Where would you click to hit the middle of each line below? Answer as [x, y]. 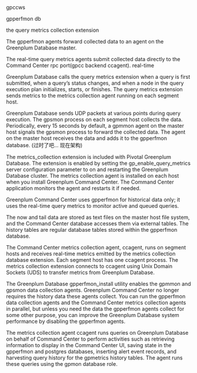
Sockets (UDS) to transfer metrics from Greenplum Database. [80, 272]
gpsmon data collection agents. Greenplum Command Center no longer [93, 290]
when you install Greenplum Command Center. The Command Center [90, 182]
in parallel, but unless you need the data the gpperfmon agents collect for [95, 309]
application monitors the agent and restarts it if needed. [74, 188]
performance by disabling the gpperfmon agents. [66, 321]
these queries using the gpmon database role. [62, 364]
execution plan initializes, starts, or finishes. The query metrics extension [95, 89]
